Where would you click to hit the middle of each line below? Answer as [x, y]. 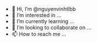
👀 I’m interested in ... [36, 15]
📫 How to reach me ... [39, 34]
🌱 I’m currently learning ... [43, 21]
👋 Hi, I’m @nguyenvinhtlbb [44, 9]
